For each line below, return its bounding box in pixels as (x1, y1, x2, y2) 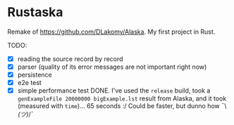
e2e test (17, 79, 42, 87)
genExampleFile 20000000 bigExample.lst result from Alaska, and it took (17, 94, 227, 103)
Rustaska (7, 4, 63, 20)
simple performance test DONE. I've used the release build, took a (17, 86, 211, 95)
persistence (17, 71, 52, 79)
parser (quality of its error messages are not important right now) (17, 63, 207, 71)
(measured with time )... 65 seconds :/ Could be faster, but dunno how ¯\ (17, 102, 227, 110)
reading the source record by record (17, 54, 123, 63)
